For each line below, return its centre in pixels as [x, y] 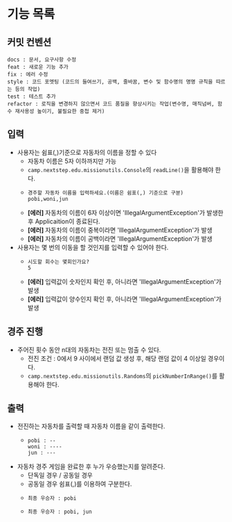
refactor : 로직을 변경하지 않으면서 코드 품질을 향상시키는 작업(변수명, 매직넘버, [111, 104]
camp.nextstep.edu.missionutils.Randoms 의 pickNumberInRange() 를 [123, 376]
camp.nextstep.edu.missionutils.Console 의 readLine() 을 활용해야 [121, 169]
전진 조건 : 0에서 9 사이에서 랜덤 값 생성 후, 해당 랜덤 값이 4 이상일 [117, 358]
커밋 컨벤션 [29, 42]
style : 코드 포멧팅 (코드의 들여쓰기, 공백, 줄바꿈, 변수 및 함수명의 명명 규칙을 [110, 82]
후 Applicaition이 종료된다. [64, 221]
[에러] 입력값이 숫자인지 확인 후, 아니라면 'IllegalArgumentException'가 [124, 281]
